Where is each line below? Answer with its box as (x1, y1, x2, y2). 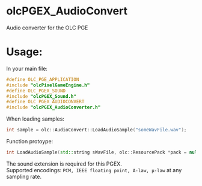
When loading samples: (6, 115, 65, 122)
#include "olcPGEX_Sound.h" (6, 93, 77, 100)
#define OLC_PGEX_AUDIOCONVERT (6, 99, 85, 105)
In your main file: (6, 65, 48, 72)
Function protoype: (6, 138, 54, 145)
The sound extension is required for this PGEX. (6, 160, 122, 167)
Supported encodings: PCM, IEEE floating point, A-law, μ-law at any (6, 166, 182, 173)
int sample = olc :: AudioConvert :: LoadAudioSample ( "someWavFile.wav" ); (6, 127, 187, 133)
